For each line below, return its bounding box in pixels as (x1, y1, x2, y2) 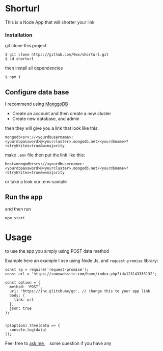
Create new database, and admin (12, 116, 80, 122)
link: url (14, 297, 34, 302)
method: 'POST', (9, 284, 43, 289)
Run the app (5, 193, 43, 202)
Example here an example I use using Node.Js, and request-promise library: (5, 258, 158, 263)
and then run (5, 206, 31, 212)
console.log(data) (9, 327, 48, 332)
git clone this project (5, 43, 47, 49)
